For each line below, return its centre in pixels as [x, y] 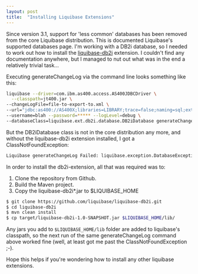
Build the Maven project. [44, 184]
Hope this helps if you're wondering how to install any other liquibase [90, 259]
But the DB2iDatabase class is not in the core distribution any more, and [93, 132]
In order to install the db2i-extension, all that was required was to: [86, 167]
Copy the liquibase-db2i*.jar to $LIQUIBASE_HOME [77, 191]
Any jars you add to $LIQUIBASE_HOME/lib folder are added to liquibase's [93, 229]
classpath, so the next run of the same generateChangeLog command [91, 236]
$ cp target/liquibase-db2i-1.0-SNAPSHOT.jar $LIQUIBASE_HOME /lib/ [91, 218]
